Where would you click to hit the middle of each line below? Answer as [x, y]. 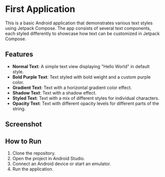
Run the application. [33, 169]
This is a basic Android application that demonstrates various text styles [79, 23]
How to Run [23, 141]
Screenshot [24, 125]
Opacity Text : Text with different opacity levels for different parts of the [86, 103]
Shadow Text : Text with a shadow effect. [54, 92]
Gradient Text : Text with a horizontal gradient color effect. [72, 88]
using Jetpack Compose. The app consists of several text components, [78, 28]
